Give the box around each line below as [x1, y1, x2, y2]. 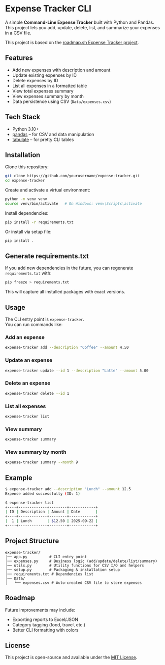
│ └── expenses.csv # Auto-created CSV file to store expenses [5, 580, 142, 585]
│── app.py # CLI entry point [5, 554, 87, 559]
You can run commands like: [5, 322, 63, 328]
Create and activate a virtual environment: [5, 187, 90, 193]
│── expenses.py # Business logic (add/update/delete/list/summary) [5, 559, 158, 564]
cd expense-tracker [5, 178, 45, 183]
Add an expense [5, 334, 45, 341]
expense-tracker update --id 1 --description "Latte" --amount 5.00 [5, 368, 149, 373]
